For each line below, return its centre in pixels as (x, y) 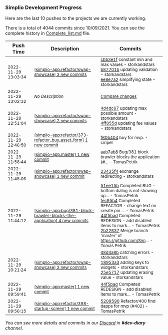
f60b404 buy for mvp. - (124, 138)
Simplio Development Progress (43, 7)
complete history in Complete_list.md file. (48, 33)
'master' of (111, 236)
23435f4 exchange (120, 171)
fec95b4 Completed (120, 201)
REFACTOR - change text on (128, 206)
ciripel (107, 143)
